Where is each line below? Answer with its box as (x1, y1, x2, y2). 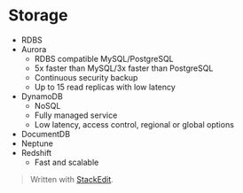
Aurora (20, 43, 47, 54)
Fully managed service (34, 110, 118, 120)
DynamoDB (20, 90, 63, 102)
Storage (8, 5, 68, 26)
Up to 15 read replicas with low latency (34, 81, 176, 92)
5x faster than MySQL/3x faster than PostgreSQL (34, 63, 214, 73)
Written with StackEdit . (29, 174, 114, 184)
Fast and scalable (34, 157, 99, 167)
